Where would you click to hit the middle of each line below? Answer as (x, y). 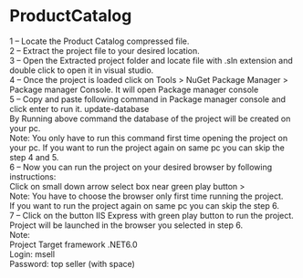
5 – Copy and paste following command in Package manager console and (147, 99)
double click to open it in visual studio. (82, 70)
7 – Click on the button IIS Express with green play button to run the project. (151, 215)
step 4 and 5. (34, 157)
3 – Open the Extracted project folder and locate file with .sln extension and (151, 60)
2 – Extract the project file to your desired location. (104, 50)
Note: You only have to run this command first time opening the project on (149, 138)
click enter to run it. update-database (79, 108)
